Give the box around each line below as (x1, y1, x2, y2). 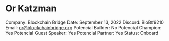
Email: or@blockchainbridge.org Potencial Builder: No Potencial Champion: (5, 24, 162, 30)
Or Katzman (5, 3, 57, 14)
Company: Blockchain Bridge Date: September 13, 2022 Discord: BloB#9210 (5, 19, 164, 25)
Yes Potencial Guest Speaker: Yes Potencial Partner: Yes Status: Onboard (5, 30, 159, 36)
